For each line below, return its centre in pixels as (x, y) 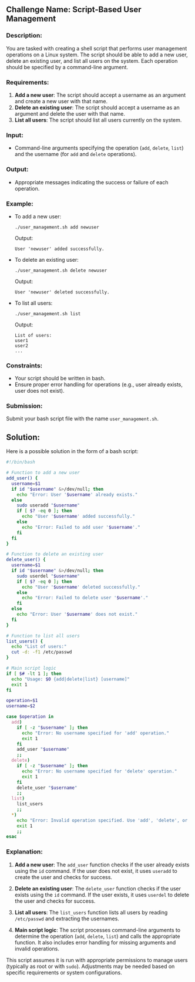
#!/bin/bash (21, 462)
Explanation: (24, 852)
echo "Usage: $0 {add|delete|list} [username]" (71, 679)
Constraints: (24, 365)
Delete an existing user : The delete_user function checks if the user (97, 888)
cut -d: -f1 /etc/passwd (42, 652)
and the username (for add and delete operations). (75, 154)
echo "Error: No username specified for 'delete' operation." (99, 771)
